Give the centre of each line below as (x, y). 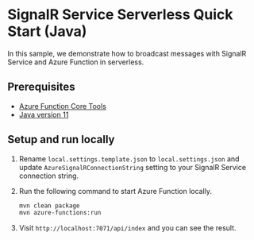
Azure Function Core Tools (62, 106)
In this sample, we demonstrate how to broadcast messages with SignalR (127, 53)
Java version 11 (44, 114)
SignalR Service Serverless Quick (120, 15)
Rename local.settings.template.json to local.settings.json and (129, 159)
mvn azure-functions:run (60, 213)
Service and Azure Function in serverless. (76, 62)
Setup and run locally (61, 139)
